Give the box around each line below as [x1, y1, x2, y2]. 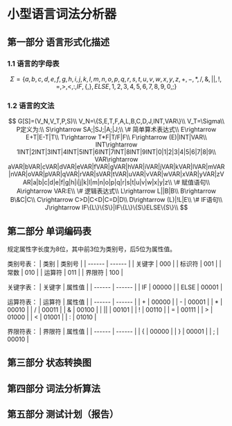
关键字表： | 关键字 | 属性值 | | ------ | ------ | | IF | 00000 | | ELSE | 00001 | [7, 282, 223, 291]
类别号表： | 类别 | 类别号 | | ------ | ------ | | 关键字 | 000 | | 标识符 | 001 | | [7, 259, 222, 268]
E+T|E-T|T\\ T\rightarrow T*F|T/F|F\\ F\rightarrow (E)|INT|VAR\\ [25, 133, 208, 142]
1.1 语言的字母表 [7, 58, 60, 68]
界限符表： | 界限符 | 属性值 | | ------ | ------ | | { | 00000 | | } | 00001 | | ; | [7, 327, 220, 335]
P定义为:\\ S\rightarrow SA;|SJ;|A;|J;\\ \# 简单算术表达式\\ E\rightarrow [16, 126, 217, 134]
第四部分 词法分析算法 [7, 382, 100, 394]
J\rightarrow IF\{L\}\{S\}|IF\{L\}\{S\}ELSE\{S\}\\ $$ [44, 203, 188, 212]
